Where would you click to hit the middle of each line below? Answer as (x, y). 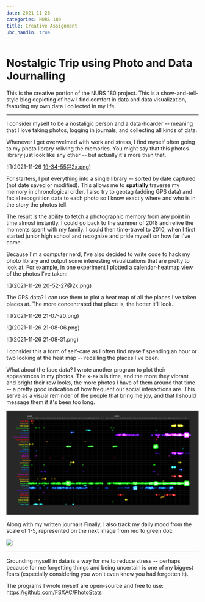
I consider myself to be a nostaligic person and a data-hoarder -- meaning (100, 124)
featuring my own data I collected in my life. (61, 106)
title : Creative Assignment (42, 26)
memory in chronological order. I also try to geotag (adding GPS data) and (99, 192)
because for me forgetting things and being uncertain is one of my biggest (100, 568)
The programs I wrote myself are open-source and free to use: (85, 586)
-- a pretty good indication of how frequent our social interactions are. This (101, 389)
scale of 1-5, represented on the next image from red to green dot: (89, 531)
